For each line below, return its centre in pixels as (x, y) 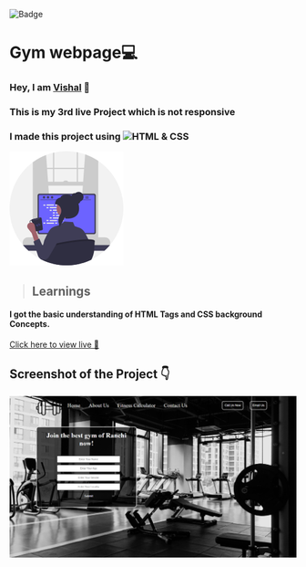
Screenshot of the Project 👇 (90, 374)
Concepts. (30, 324)
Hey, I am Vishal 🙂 (50, 88)
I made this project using (65, 136)
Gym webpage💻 (74, 52)
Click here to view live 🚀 (55, 344)
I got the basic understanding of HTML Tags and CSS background (136, 314)
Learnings (61, 291)
